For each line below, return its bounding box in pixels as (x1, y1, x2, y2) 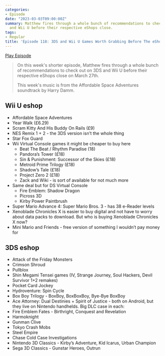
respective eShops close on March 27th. (17, 72, 99, 79)
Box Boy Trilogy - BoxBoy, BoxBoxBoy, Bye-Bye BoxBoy (12, 293, 126, 299)
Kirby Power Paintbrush (19, 198, 68, 204)
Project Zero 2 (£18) (19, 172, 60, 178)
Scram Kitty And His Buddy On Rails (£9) (12, 125, 95, 131)
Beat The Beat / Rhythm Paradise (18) (19, 146, 96, 152)
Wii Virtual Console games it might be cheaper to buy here (12, 140, 131, 146)
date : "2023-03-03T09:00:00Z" (5, 16, 67, 21)
